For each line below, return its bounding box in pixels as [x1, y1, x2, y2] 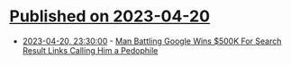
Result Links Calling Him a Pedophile [22, 45, 159, 55]
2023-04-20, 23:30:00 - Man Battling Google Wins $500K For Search [22, 36, 282, 46]
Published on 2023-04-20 [9, 6, 210, 27]
